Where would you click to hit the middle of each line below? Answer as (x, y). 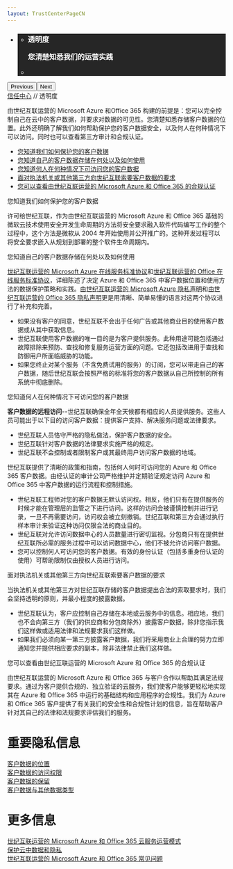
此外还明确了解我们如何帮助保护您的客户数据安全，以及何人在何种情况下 (122, 128)
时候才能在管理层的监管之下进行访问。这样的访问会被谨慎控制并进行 (114, 508)
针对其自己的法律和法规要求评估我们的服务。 (71, 712)
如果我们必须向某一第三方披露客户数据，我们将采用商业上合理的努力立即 (120, 639)
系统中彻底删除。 (42, 382)
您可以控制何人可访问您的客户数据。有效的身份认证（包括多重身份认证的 (120, 552)
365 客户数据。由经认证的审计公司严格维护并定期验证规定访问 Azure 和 (109, 476)
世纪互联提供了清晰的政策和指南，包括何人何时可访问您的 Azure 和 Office (112, 468)
